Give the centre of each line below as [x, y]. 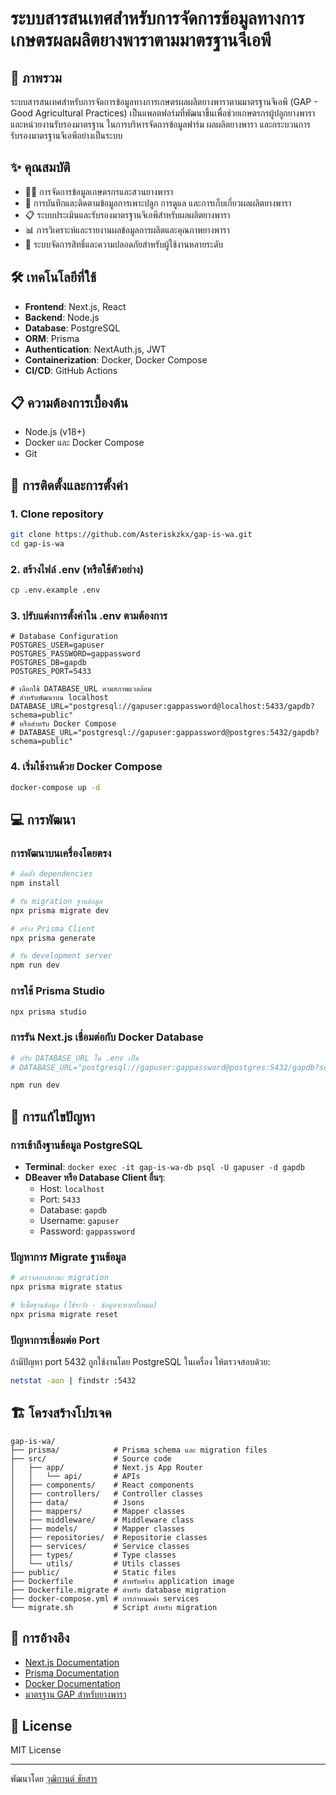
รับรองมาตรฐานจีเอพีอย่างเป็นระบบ [66, 135]
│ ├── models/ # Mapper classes [98, 1528]
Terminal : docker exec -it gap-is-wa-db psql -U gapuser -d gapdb [164, 1166]
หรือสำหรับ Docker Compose [68, 724]
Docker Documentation [72, 1683]
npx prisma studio [48, 1012]
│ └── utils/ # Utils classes [96, 1563]
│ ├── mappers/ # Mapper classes [98, 1511]
